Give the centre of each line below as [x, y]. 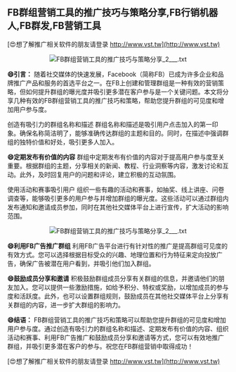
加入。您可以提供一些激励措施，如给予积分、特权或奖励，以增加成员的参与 [121, 287]
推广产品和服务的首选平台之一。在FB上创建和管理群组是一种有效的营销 [116, 82]
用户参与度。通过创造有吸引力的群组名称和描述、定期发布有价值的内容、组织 [118, 328]
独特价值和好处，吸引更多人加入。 [68, 142]
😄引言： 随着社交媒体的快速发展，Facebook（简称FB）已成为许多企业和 [112, 74]
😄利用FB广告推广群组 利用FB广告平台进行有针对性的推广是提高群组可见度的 [118, 246]
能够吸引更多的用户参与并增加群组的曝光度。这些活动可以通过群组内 [130, 198]
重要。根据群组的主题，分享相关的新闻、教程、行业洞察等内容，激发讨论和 [115, 166]
